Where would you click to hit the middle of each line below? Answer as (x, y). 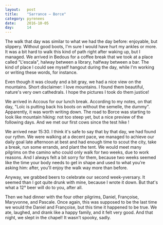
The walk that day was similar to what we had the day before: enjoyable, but (81, 41)
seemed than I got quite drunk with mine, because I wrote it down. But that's (81, 182)
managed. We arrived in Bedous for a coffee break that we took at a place (79, 57)
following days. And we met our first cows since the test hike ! (67, 122)
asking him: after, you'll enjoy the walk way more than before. (66, 168)
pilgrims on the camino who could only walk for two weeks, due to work (77, 152)
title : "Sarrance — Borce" (36, 14)
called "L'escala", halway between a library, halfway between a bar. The (77, 62)
